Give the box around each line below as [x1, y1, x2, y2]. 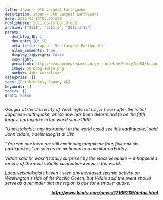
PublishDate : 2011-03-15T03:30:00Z [5, 20, 77, 26]
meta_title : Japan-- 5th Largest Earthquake [11, 43, 103, 48]
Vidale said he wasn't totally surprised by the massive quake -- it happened [5, 155, 158, 161]
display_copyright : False [11, 52, 64, 57]
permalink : [11, 61, 34, 66]
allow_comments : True [11, 48, 55, 53]
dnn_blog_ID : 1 [11, 35, 42, 39]
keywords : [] [5, 84, 32, 89]
